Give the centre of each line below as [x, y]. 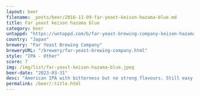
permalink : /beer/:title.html [44, 84]
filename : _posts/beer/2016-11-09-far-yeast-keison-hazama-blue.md [92, 17]
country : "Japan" [28, 39]
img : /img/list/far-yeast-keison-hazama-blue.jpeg [70, 67]
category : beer [25, 28]
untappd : [17, 34]
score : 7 [17, 61]
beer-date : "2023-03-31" [37, 73]
